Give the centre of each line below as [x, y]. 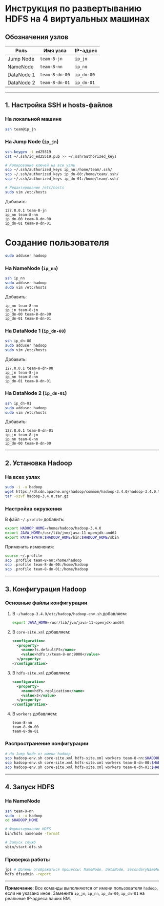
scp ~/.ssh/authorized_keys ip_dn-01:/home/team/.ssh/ [62, 179]
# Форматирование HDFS [28, 829]
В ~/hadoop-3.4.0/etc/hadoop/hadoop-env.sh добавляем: [70, 613]
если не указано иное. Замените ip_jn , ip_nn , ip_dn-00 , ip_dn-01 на [75, 893]
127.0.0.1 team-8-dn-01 [29, 431]
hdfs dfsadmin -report [28, 874]
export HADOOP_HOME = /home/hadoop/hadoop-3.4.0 [53, 528]
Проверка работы [28, 859]
